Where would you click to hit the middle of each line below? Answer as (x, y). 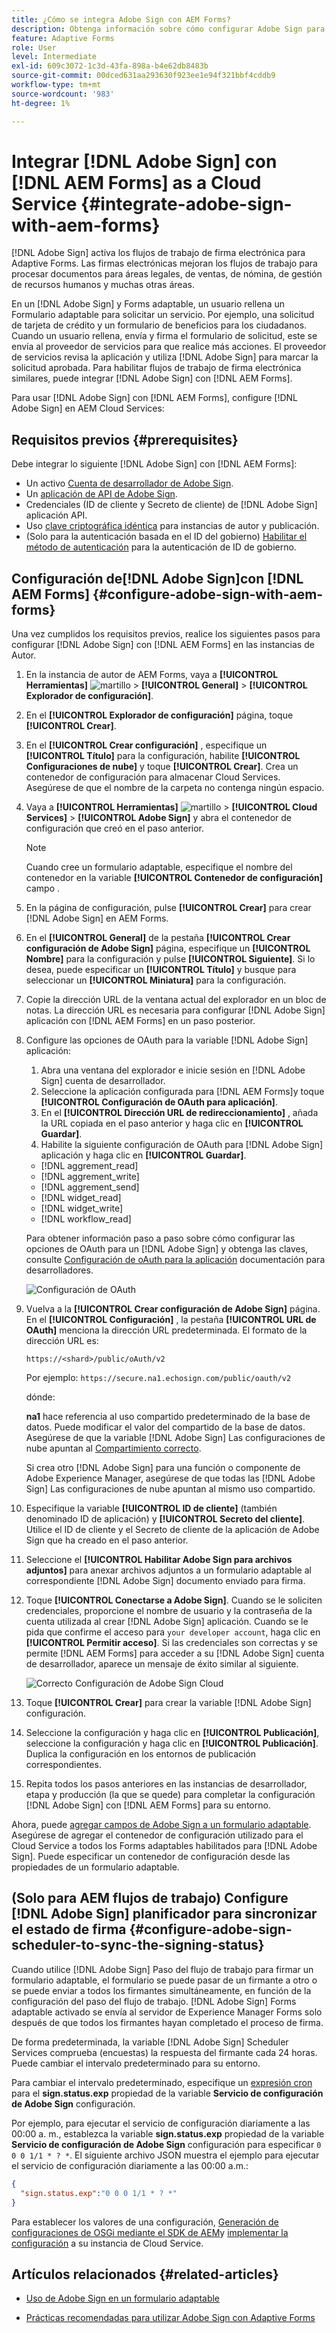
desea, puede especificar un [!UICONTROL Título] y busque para (161, 970)
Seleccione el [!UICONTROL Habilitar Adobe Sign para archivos (159, 1560)
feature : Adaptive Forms (63, 38)
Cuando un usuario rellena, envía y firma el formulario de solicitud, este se (164, 336)
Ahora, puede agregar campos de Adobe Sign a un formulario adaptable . (161, 1825)
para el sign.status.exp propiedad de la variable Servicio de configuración (167, 2093)
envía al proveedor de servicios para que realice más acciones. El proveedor (169, 347)
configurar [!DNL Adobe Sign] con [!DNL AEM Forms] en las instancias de (163, 645)
